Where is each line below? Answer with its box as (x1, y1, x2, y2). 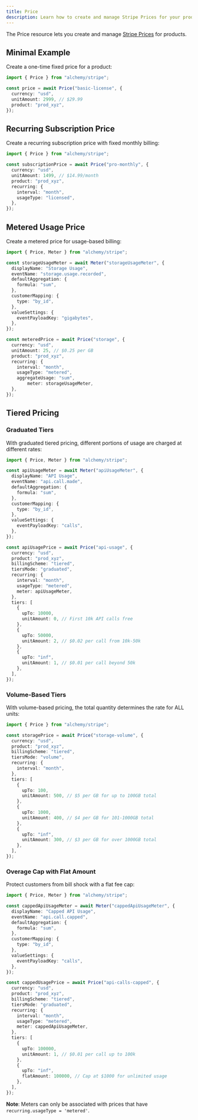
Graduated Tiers (6, 426, 54, 434)
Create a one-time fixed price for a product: (6, 63, 113, 70)
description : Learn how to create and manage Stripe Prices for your (6, 14, 181, 20)
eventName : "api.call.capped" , (11, 914, 88, 920)
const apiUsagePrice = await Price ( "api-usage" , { (6, 544, 133, 551)
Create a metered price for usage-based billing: (6, 237, 122, 244)
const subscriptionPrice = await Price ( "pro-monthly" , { (6, 162, 149, 168)
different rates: (6, 445, 42, 453)
